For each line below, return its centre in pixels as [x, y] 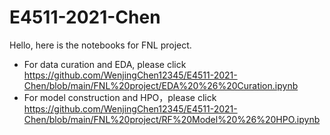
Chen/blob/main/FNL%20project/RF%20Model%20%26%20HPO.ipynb [172, 119]
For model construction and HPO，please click [120, 97]
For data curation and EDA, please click [105, 64]
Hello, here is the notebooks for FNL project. [100, 45]
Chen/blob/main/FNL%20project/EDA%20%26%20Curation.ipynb [161, 85]
